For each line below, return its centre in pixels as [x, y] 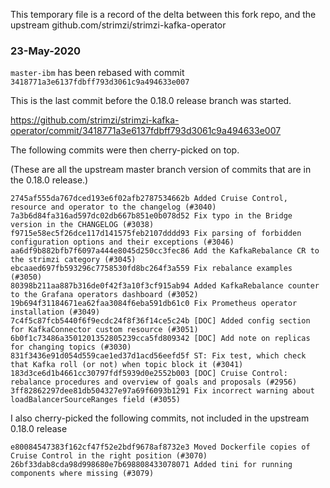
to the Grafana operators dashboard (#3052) [104, 295]
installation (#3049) [55, 312]
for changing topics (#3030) [71, 347]
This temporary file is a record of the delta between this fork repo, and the [163, 14]
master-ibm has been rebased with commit [97, 73]
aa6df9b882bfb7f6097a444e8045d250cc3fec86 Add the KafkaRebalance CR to [165, 251]
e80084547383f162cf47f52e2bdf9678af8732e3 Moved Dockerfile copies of [160, 447]
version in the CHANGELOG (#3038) [82, 225]
